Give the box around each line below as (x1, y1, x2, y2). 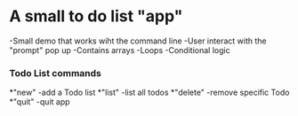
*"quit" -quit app (9, 97, 70, 107)
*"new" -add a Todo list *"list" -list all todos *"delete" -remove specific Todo (9, 87, 290, 98)
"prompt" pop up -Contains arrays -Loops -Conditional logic (9, 44, 230, 55)
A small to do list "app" (9, 6, 183, 27)
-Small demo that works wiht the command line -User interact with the (9, 35, 267, 46)
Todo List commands (9, 66, 102, 79)
